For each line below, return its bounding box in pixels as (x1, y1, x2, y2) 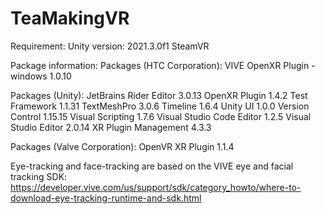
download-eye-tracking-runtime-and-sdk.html (10, 192, 202, 204)
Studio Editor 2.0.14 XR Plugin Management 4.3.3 (10, 121, 212, 133)
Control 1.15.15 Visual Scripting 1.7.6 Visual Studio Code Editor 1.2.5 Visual (10, 110, 312, 122)
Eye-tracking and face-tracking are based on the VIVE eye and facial (10, 160, 294, 172)
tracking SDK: (10, 170, 68, 182)
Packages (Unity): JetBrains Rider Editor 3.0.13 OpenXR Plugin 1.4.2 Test (10, 89, 308, 101)
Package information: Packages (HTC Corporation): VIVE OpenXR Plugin (10, 59, 310, 71)
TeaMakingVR (10, 7, 130, 30)
